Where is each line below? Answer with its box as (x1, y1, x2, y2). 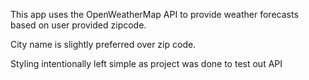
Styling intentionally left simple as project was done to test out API (10, 58, 283, 69)
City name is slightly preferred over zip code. (10, 39, 197, 50)
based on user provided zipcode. (10, 19, 147, 31)
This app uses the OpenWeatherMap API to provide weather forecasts (10, 9, 299, 20)
